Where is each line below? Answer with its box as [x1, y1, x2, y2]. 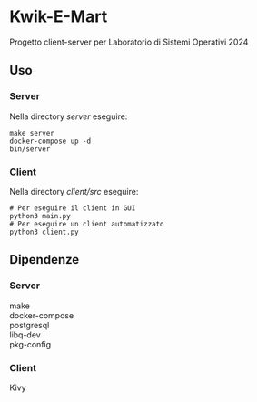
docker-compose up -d [9, 136, 92, 146]
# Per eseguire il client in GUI [9, 203, 136, 213]
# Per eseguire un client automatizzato [9, 219, 165, 228]
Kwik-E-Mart [9, 6, 108, 27]
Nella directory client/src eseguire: [9, 186, 139, 196]
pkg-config [9, 338, 52, 349]
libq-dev [9, 329, 41, 340]
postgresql [9, 319, 50, 330]
